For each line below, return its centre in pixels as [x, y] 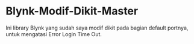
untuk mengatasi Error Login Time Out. [54, 34]
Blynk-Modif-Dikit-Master [72, 11]
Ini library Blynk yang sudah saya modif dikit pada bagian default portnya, [97, 28]
